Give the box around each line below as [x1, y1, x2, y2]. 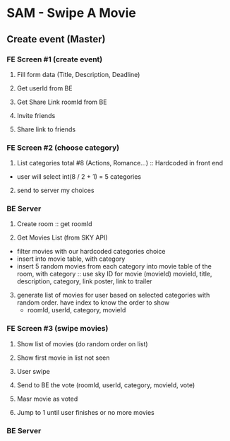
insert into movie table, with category [16, 254, 126, 263]
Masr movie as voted [16, 394, 78, 403]
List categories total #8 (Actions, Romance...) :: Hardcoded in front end [16, 159, 224, 167]
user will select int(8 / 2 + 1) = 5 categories [16, 172, 142, 181]
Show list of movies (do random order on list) [16, 339, 149, 348]
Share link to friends [16, 125, 75, 134]
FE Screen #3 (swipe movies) [6, 324, 109, 334]
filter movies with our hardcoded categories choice [16, 247, 166, 256]
